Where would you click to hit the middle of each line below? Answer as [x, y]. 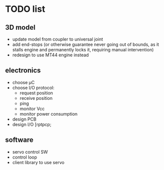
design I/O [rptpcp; [32, 124]
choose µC [23, 82]
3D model [20, 27]
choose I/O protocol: [33, 87]
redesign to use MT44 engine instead [51, 55]
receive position [36, 98]
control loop [25, 157]
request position [36, 93]
